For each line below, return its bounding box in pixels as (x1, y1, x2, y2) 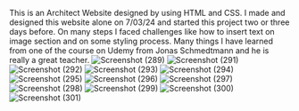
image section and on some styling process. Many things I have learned (9, 36, 274, 46)
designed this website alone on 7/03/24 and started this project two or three (9, 17, 290, 28)
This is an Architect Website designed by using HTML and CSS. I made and (9, 8, 286, 18)
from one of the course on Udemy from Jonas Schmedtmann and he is (9, 45, 270, 56)
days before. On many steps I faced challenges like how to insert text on (9, 27, 275, 36)
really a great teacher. (9, 55, 90, 65)
